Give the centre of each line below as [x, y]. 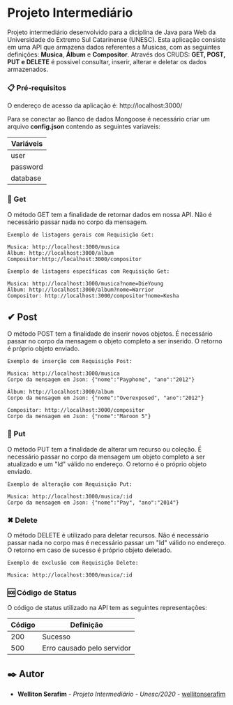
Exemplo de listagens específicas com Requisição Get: [89, 271]
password [27, 167]
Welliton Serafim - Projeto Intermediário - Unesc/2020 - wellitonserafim [121, 694]
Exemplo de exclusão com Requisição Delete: [73, 563]
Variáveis [27, 144]
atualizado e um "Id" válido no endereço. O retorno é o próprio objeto [107, 464]
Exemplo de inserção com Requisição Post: [70, 362]
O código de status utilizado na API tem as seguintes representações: [107, 608]
